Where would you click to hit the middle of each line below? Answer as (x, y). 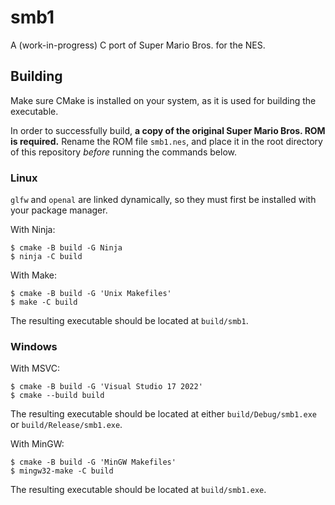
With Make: (34, 275)
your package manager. (59, 210)
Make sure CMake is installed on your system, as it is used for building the (163, 100)
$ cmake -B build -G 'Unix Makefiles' (91, 294)
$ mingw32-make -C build (62, 471)
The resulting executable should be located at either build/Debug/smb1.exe (163, 414)
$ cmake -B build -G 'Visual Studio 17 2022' (106, 387)
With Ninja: (33, 230)
